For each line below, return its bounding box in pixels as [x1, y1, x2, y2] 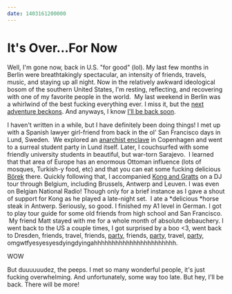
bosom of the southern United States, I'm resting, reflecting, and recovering [7, 85, 223, 94]
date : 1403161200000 [7, 10, 67, 17]
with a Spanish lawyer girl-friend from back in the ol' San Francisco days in [7, 128, 221, 136]
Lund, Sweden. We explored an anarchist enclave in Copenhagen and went [7, 135, 223, 144]
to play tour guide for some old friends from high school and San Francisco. [7, 209, 222, 217]
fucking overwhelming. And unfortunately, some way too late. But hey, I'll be [7, 273, 224, 281]
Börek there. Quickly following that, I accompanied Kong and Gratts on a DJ [7, 172, 222, 180]
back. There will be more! [7, 280, 79, 288]
